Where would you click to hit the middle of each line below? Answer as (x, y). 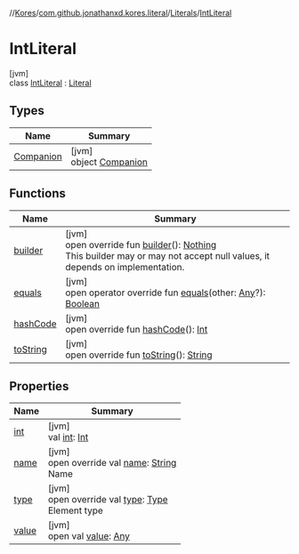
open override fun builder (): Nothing (141, 245)
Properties (39, 386)
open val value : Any (89, 536)
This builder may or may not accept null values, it (167, 255)
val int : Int (68, 438)
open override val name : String (112, 463)
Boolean (83, 303)
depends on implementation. (125, 267)
